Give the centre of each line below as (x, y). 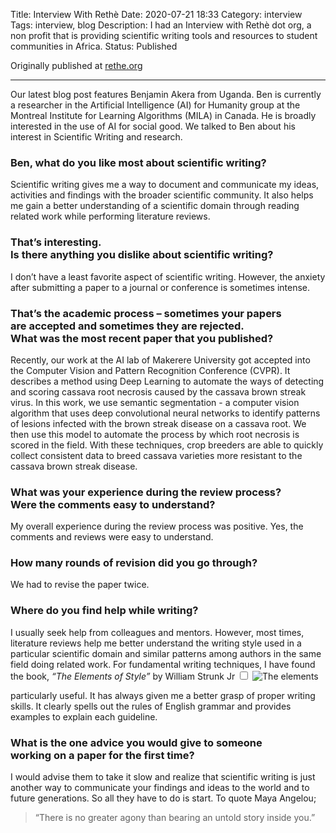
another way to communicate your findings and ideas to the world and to (160, 788)
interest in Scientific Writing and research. (96, 137)
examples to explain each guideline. (84, 716)
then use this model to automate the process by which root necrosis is (155, 434)
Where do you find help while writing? (104, 611)
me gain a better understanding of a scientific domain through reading (155, 206)
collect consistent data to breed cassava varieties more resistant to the (156, 455)
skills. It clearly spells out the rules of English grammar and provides (151, 706)
